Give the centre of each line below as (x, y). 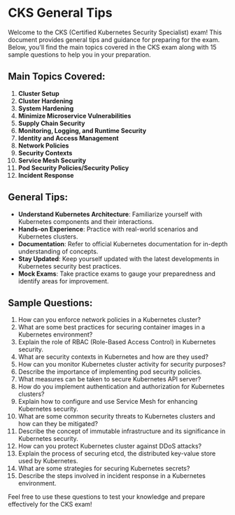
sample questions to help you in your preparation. (79, 55)
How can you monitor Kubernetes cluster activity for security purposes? (122, 365)
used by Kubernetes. (48, 461)
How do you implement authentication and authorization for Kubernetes (121, 387)
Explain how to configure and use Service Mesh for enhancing (108, 402)
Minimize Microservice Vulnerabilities (74, 115)
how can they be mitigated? (58, 424)
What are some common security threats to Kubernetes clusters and (116, 416)
